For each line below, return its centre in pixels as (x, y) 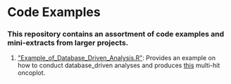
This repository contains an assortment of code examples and (116, 34)
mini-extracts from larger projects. (68, 43)
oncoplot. (31, 73)
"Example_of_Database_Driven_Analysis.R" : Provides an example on (117, 58)
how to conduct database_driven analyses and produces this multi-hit (119, 65)
